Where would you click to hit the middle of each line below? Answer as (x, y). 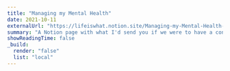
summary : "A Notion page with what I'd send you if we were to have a (110, 32)
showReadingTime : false (41, 39)
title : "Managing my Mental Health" (59, 13)
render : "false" (36, 51)
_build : (18, 45)
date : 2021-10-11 (32, 20)
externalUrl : (26, 26)
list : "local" (33, 57)
